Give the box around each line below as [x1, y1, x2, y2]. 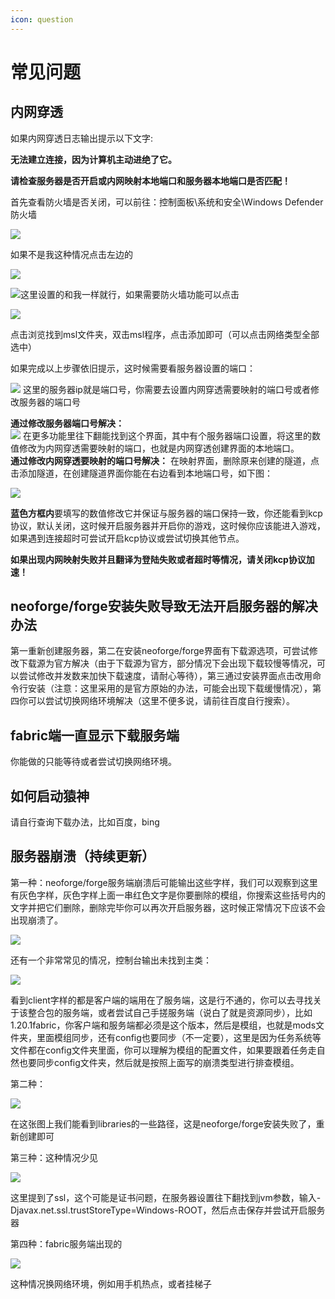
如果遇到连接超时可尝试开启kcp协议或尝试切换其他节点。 [10, 532, 245, 544]
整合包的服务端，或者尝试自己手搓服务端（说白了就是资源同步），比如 [27, 1006, 313, 1018]
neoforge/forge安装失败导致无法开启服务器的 [10, 598, 292, 615]
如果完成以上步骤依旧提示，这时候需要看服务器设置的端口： [10, 362, 256, 374]
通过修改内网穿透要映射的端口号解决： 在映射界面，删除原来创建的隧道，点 [10, 454, 320, 466]
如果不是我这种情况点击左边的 [10, 248, 133, 260]
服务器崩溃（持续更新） [10, 848, 155, 865]
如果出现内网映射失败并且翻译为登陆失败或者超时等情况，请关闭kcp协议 [10, 553, 307, 565]
